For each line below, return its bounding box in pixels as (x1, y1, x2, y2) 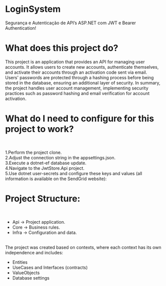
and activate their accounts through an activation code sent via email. (5, 69, 147, 75)
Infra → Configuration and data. (12, 229, 77, 236)
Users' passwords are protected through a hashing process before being (5, 74, 154, 80)
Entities (12, 259, 28, 265)
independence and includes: (5, 249, 63, 255)
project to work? (5, 124, 74, 135)
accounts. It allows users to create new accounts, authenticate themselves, (5, 64, 159, 70)
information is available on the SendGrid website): (5, 176, 107, 182)
